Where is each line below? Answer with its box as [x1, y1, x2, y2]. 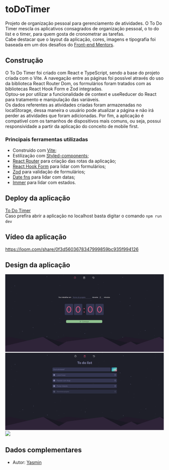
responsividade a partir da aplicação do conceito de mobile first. [5, 123, 139, 129]
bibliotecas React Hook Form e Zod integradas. [5, 86, 103, 92]
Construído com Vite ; [12, 147, 57, 153]
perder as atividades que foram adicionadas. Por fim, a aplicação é [5, 112, 144, 119]
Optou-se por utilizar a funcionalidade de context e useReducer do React [5, 91, 157, 97]
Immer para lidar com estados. [12, 180, 76, 186]
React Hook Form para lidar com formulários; [12, 163, 106, 169]
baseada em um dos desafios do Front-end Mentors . [5, 41, 115, 47]
